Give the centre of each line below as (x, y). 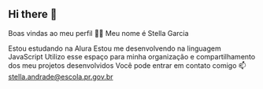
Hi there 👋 (33, 14)
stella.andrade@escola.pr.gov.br (61, 77)
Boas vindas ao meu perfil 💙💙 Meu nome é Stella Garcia (98, 33)
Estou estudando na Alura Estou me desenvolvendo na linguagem (115, 48)
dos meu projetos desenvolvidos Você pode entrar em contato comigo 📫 (127, 65)
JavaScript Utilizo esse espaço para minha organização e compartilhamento (132, 56)
